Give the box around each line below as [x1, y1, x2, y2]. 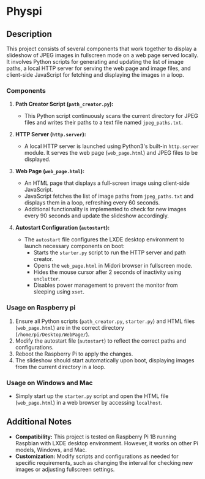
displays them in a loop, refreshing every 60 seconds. [24, 199, 160, 206]
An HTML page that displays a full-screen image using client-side [24, 179, 190, 187]
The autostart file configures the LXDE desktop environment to [24, 236, 185, 243]
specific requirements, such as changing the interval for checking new [15, 459, 193, 466]
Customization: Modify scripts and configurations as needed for [15, 453, 179, 460]
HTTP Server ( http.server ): [15, 131, 87, 138]
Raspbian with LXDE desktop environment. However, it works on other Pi [15, 439, 199, 446]
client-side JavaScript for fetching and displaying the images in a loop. [6, 71, 185, 78]
